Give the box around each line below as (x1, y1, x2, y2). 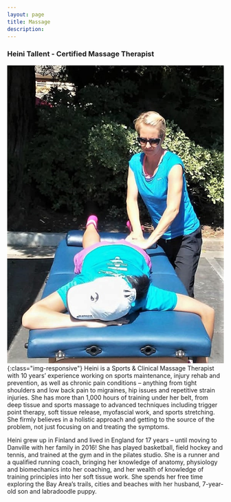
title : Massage (7, 18, 51, 25)
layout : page (7, 11, 45, 18)
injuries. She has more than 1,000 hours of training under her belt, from (7, 393, 208, 401)
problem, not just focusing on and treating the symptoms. (7, 422, 170, 430)
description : (7, 25, 45, 32)
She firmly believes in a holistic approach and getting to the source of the (7, 415, 215, 423)
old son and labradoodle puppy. (7, 487, 98, 495)
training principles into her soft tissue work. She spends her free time (7, 472, 203, 481)
